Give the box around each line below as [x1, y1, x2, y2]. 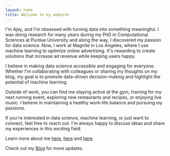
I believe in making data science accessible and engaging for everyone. [5, 63, 155, 69]
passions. [5, 105, 25, 111]
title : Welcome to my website [5, 12, 70, 17]
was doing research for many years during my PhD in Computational [5, 31, 148, 37]
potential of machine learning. [5, 79, 68, 85]
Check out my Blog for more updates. [5, 145, 84, 151]
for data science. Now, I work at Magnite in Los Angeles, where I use [5, 42, 149, 48]
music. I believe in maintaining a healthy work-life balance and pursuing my [5, 99, 163, 105]
